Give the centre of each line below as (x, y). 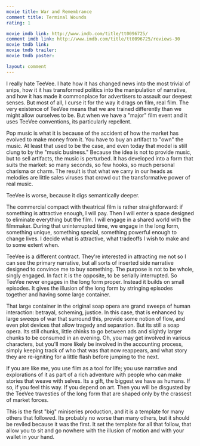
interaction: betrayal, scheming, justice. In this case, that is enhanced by (95, 312)
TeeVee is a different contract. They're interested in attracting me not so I (96, 256)
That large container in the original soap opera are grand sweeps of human (99, 306)
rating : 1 (19, 23)
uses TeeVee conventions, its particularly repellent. (69, 121)
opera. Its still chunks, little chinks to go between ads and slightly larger (94, 331)
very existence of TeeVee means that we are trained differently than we (94, 109)
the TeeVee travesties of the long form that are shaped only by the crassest (99, 394)
